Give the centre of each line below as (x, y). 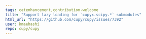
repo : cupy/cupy (22, 29)
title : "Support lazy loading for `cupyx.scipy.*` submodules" (74, 15)
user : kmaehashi (22, 24)
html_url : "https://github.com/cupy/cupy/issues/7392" (64, 19)
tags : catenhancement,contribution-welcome (52, 10)
